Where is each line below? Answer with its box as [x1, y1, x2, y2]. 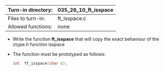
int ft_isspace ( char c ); [12, 61, 68, 66]
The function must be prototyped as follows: [12, 51, 106, 57]
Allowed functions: [8, 23, 52, 30]
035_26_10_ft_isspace [57, 7, 114, 13]
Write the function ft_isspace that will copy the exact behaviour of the [12, 36, 159, 42]
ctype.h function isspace [12, 41, 65, 47]
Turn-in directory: [8, 7, 53, 13]
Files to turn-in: [8, 15, 45, 22]
